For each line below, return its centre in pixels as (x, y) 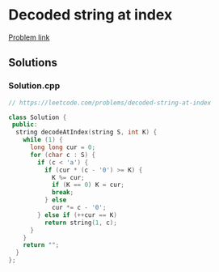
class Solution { (38, 117)
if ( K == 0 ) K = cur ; (88, 185)
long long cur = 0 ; (62, 147)
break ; (63, 193)
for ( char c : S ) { (62, 155)
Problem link (29, 37)
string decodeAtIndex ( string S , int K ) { (86, 132)
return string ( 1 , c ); (80, 223)
